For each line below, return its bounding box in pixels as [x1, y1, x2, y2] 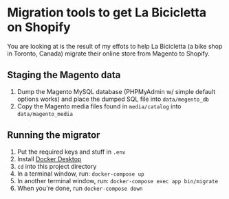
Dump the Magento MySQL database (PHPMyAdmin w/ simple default [17, 87, 216, 95]
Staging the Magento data [7, 69, 121, 81]
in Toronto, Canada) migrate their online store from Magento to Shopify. [7, 49, 210, 58]
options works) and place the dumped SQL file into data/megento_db [17, 95, 210, 103]
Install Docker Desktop [17, 154, 82, 163]
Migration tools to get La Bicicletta [7, 5, 207, 21]
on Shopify [7, 19, 71, 35]
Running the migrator [7, 129, 100, 141]
